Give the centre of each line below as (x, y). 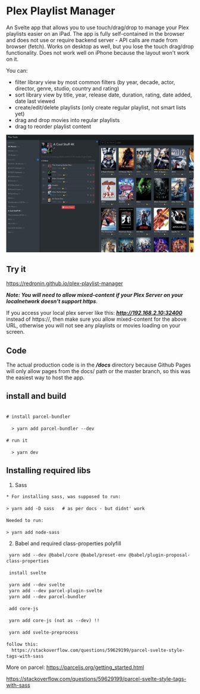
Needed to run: (25, 520)
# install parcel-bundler (38, 417)
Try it (16, 269)
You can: (17, 70)
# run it (17, 440)
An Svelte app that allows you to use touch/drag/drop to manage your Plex (98, 27)
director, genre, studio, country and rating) (67, 88)
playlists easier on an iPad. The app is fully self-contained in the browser (95, 33)
